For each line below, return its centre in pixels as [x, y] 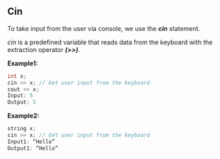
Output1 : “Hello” [33, 148]
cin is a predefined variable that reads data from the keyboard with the [110, 42]
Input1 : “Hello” [31, 141]
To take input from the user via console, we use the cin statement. [104, 28]
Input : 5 [20, 96]
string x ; [22, 129]
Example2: [23, 116]
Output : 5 [22, 102]
